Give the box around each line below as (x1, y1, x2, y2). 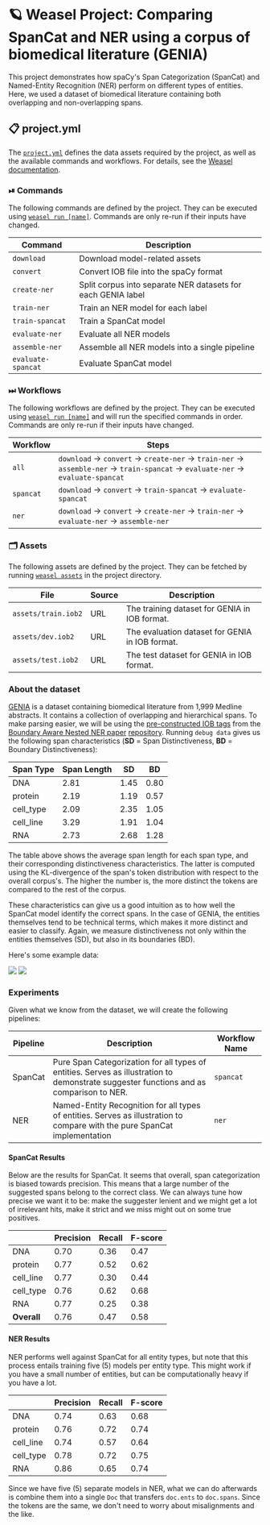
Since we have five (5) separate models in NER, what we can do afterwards (8, 1483, 258, 1493)
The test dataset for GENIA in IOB (125, 649, 252, 660)
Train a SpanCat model (79, 315, 166, 326)
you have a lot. (8, 1377, 58, 1387)
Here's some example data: (8, 949, 99, 959)
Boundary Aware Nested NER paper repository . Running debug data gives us (8, 727, 261, 737)
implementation (52, 1130, 112, 1141)
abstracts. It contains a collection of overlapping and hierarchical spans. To (8, 710, 257, 720)
